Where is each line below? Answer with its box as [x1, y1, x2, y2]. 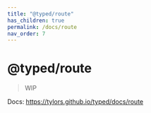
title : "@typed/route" [7, 10, 74, 18]
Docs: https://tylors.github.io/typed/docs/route [7, 97, 143, 106]
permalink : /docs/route [7, 23, 78, 30]
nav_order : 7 [7, 30, 46, 37]
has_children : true [7, 17, 65, 24]
